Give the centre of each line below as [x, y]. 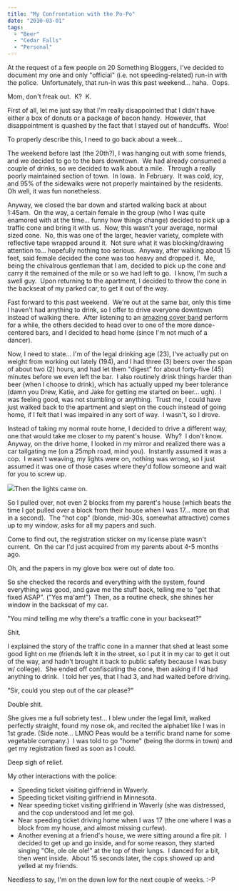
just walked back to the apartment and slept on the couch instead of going [117, 407]
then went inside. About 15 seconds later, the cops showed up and [116, 858]
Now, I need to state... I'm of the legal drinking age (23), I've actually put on [118, 354]
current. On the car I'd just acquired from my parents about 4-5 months [113, 547]
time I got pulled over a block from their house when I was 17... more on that [118, 510]
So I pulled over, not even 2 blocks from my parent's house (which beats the [119, 503]
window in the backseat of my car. [58, 605]
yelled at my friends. [48, 866]
